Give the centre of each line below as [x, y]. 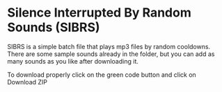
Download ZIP [27, 82]
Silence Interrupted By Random [99, 13]
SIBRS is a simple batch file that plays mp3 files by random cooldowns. [109, 46]
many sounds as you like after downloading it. [73, 61]
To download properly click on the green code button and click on [102, 75]
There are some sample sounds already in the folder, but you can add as [111, 54]
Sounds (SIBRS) [54, 27]
